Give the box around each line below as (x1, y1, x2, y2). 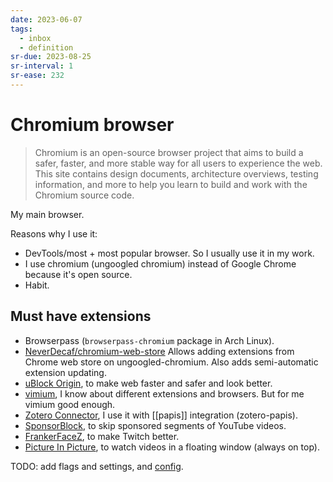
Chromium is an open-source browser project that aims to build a (34, 146, 304, 158)
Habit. (24, 279, 50, 291)
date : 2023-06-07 (10, 14, 83, 25)
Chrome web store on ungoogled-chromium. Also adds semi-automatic (24, 356, 319, 368)
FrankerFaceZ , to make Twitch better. (24, 430, 180, 442)
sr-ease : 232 (10, 71, 65, 81)
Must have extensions (10, 308, 152, 325)
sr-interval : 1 (10, 61, 74, 71)
